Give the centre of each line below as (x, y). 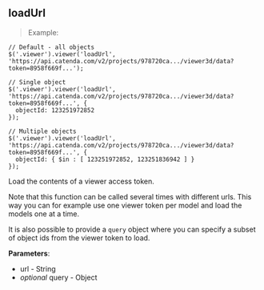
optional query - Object (58, 277)
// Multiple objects (43, 131)
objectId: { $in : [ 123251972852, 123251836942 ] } (105, 159)
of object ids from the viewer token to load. (79, 238)
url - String (38, 268)
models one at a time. (44, 213)
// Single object (37, 82)
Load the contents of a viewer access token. (81, 181)
